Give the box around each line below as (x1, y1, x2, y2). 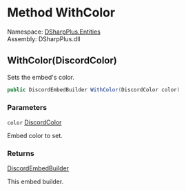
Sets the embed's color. (7, 73, 74, 81)
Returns (7, 148, 34, 158)
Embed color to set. (7, 131, 63, 139)
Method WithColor (7, 5, 116, 21)
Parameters (7, 102, 47, 112)
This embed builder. (7, 177, 64, 186)
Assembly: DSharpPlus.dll (7, 34, 81, 43)
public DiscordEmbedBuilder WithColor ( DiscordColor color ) (7, 86, 180, 93)
